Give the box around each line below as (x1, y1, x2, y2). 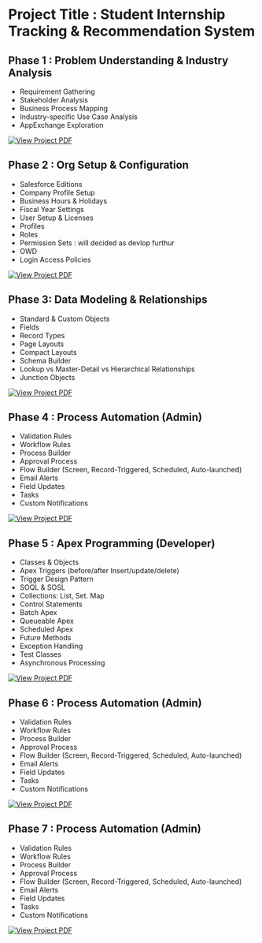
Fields (19, 322, 39, 332)
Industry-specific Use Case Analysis (19, 112, 138, 121)
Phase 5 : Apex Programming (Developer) (8, 536, 216, 550)
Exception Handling (19, 641, 83, 651)
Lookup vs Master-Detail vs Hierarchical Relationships (19, 364, 195, 374)
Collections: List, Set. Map (19, 591, 105, 601)
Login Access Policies (19, 255, 91, 264)
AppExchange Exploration (19, 121, 104, 129)
